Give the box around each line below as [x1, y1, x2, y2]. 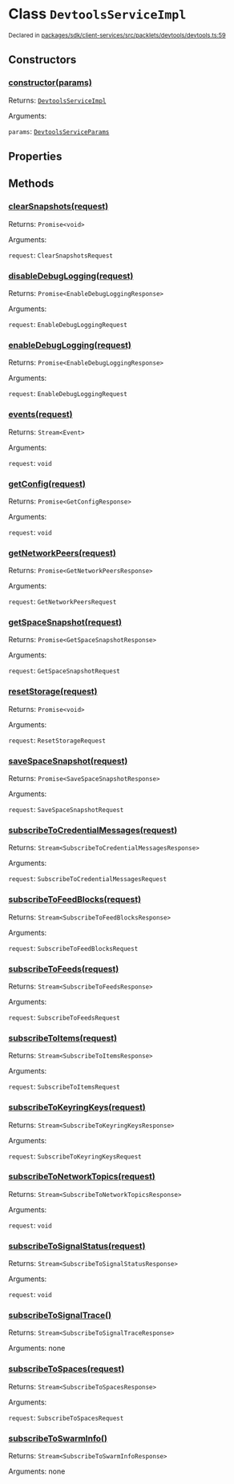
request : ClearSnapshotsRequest [8, 250, 114, 260]
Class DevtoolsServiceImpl [8, 5, 187, 23]
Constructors [8, 53, 77, 67]
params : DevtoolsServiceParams [8, 126, 110, 136]
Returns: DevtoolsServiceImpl [8, 95, 107, 105]
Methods [8, 177, 54, 191]
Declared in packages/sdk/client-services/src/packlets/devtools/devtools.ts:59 [8, 31, 226, 39]
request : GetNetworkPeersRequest [8, 596, 117, 606]
